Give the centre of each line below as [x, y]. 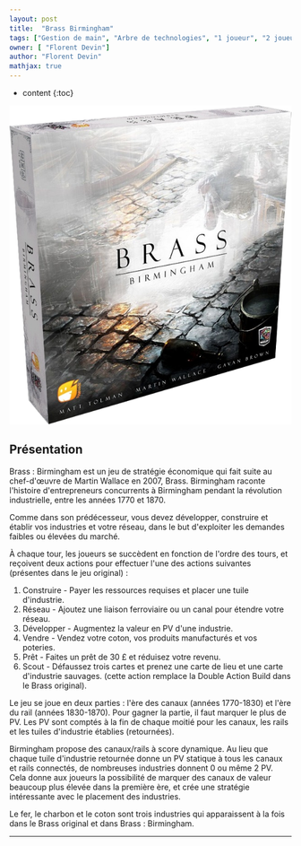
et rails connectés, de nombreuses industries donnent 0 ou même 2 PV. [141, 768]
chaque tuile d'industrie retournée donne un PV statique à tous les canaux [146, 758]
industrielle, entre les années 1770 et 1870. [88, 500]
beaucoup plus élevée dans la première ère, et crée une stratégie [129, 787]
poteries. [39, 647]
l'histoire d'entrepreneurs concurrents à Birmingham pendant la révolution [146, 490]
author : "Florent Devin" [56, 57]
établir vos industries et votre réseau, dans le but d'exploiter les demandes [147, 527]
